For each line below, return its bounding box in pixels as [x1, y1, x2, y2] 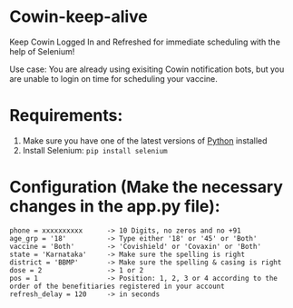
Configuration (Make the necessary [9, 177, 284, 197]
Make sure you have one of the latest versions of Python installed [22, 134, 268, 146]
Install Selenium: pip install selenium [22, 144, 168, 155]
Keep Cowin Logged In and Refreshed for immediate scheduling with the [9, 36, 281, 47]
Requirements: [9, 105, 123, 126]
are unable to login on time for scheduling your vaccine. [9, 73, 218, 84]
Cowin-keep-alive [9, 6, 148, 27]
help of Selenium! [9, 45, 75, 56]
